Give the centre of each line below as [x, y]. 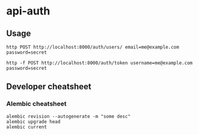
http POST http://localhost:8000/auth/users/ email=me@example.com [93, 47]
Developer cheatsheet [49, 86]
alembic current [27, 127]
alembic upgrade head [33, 122]
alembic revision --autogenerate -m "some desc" [68, 116]
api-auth [28, 11]
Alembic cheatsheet [36, 104]
